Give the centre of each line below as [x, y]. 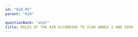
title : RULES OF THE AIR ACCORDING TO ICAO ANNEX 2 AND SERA [69, 27]
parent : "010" [20, 14]
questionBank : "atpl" [27, 23]
